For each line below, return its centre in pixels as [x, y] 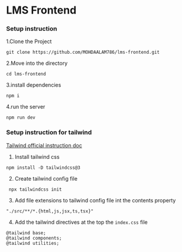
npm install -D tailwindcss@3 [43, 168]
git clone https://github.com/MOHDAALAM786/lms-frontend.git [83, 53]
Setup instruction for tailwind [49, 132]
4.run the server [26, 107]
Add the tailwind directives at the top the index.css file [81, 222]
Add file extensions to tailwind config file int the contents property [95, 200]
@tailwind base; [26, 233]
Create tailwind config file [46, 178]
